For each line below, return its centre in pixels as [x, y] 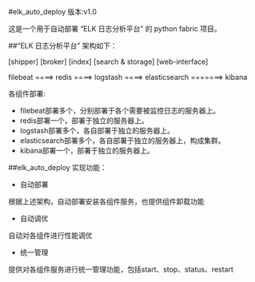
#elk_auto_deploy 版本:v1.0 [53, 12]
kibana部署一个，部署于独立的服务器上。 [87, 151]
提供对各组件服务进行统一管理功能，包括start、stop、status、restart [121, 269]
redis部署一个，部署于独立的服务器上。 [84, 121]
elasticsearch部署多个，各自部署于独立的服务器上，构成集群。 [122, 141]
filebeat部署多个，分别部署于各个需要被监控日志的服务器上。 [120, 111]
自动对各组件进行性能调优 [50, 235]
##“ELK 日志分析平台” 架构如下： [63, 46]
